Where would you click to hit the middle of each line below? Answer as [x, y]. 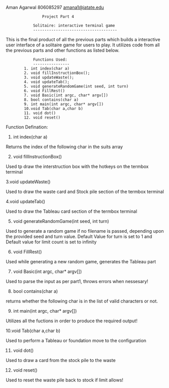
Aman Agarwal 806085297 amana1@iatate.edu [55, 7]
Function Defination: [27, 127]
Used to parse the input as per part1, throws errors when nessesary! [77, 281]
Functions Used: [50, 60]
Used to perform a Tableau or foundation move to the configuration [76, 340]
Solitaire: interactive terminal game [74, 25]
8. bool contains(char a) [52, 100]
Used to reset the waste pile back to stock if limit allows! [65, 380]
